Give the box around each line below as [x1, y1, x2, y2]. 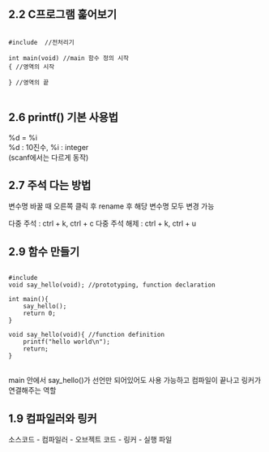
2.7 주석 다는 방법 [8, 179, 92, 192]
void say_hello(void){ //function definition [8, 331, 164, 339]
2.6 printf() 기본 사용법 [8, 110, 119, 124]
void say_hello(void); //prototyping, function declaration [8, 281, 216, 290]
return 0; [23, 309, 57, 318]
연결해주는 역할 [8, 385, 57, 395]
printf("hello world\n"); [23, 338, 111, 347]
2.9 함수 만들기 [8, 244, 80, 258]
